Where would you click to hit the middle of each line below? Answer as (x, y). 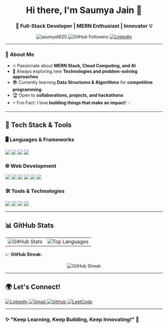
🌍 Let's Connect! (33, 287)
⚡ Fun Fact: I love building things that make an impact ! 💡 (71, 102)
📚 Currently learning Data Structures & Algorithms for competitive (82, 82)
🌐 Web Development (31, 166)
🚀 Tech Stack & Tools (38, 125)
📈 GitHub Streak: (24, 254)
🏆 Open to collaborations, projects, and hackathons (68, 95)
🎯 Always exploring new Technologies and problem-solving (75, 71)
